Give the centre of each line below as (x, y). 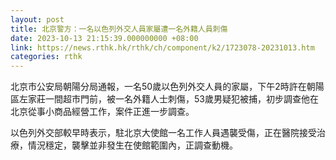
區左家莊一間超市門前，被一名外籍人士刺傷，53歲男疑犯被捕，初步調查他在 (164, 99)
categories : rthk (46, 57)
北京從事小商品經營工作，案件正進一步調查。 (102, 112)
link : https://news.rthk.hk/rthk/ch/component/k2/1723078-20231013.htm (162, 47)
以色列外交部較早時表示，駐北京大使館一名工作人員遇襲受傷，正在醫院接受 (163, 133)
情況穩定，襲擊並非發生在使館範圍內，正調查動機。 (132, 145)
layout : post (37, 19)
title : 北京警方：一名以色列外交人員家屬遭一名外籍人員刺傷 (119, 29)
